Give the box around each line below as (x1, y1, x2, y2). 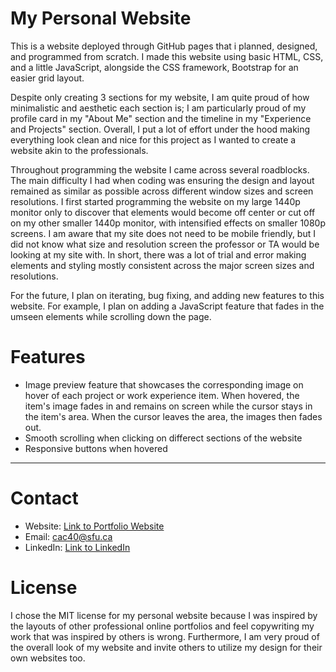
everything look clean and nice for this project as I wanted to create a (10, 133, 297, 146)
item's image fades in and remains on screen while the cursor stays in (24, 400, 313, 412)
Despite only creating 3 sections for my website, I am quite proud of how (10, 91, 310, 103)
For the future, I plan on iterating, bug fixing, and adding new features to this (10, 289, 325, 301)
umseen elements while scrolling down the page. (10, 310, 212, 322)
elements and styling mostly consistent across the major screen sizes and (10, 259, 315, 271)
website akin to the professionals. (10, 144, 149, 156)
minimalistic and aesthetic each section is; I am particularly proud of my (10, 102, 307, 114)
